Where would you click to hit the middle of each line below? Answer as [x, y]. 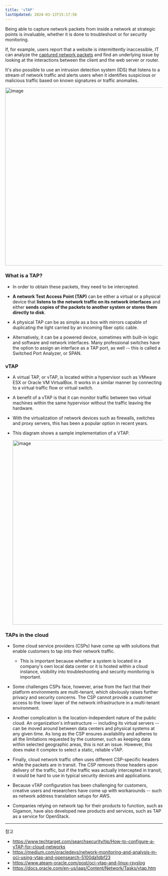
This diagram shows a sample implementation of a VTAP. [71, 433]
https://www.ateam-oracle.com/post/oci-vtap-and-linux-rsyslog [79, 863]
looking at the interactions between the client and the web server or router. [82, 60]
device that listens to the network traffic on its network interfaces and [86, 301]
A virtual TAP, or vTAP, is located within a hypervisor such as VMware [84, 377]
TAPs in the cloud [27, 635]
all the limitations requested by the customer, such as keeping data [81, 739]
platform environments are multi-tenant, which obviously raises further [85, 692]
